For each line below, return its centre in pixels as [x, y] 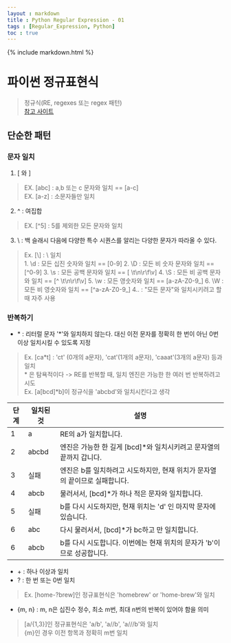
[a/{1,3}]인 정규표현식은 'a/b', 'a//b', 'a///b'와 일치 [91, 624]
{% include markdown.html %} [51, 52]
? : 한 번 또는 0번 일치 [46, 580]
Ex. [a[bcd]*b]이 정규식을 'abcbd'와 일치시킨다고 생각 [97, 392]
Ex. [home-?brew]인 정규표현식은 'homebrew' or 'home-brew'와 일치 [119, 595]
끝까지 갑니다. [80, 457]
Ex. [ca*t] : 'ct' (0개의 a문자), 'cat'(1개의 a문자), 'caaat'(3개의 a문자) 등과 [123, 357]
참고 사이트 [39, 112]
